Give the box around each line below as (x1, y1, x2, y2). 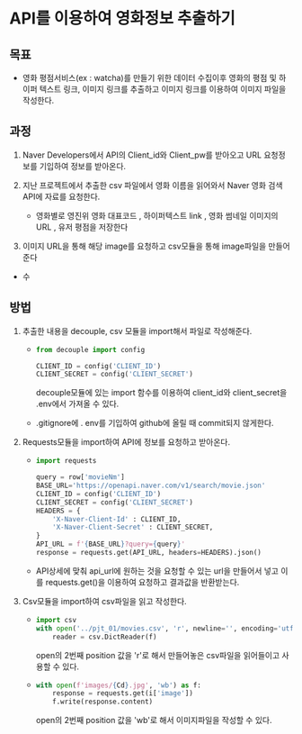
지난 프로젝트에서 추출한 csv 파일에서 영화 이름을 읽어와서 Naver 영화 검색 (22, 179, 283, 190)
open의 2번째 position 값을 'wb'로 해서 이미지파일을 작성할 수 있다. (35, 715, 272, 726)
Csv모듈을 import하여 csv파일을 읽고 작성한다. (22, 595, 187, 606)
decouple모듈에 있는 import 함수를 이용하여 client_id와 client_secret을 (35, 387, 288, 398)
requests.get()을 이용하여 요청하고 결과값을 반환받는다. (45, 576, 240, 587)
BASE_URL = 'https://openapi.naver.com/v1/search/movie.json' (35, 481, 266, 490)
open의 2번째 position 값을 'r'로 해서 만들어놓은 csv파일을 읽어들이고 (35, 649, 280, 660)
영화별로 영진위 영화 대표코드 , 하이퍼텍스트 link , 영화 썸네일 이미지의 (35, 210, 279, 221)
